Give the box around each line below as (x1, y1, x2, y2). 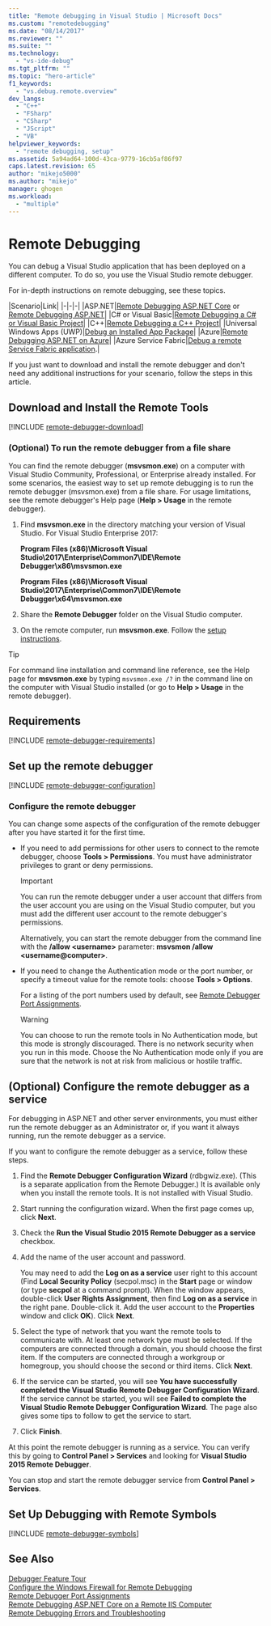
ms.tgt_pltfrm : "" (8, 65, 70, 73)
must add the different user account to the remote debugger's (19, 909, 227, 919)
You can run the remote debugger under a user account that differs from (19, 891, 263, 902)
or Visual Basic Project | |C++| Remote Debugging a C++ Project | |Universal (8, 319, 257, 328)
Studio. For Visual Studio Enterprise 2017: (19, 527, 159, 538)
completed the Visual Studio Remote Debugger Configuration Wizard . (19, 1385, 260, 1395)
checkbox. (19, 1237, 56, 1247)
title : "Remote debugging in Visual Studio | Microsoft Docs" (8, 11, 222, 20)
